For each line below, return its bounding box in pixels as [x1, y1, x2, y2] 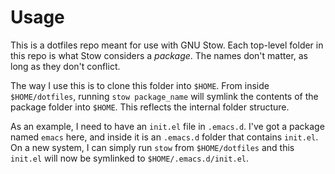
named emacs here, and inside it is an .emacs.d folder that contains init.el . [10, 131, 319, 143]
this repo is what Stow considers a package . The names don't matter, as [10, 49, 309, 61]
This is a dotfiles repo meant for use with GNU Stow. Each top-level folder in [10, 39, 324, 51]
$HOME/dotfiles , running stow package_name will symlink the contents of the [10, 90, 319, 102]
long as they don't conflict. [10, 60, 121, 72]
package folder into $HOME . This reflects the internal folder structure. [10, 101, 290, 113]
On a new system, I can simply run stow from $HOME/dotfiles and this [10, 141, 295, 153]
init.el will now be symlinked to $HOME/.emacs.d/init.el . [10, 152, 250, 164]
